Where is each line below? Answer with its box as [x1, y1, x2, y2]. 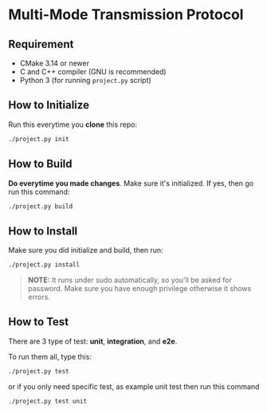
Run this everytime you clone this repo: [8, 120, 138, 129]
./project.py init [8, 135, 69, 143]
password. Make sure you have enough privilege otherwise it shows [27, 284, 252, 293]
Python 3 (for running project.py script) [19, 76, 151, 85]
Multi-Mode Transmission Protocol [8, 6, 244, 24]
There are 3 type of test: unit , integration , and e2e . [8, 336, 178, 346]
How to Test [8, 315, 69, 328]
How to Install [8, 224, 78, 238]
